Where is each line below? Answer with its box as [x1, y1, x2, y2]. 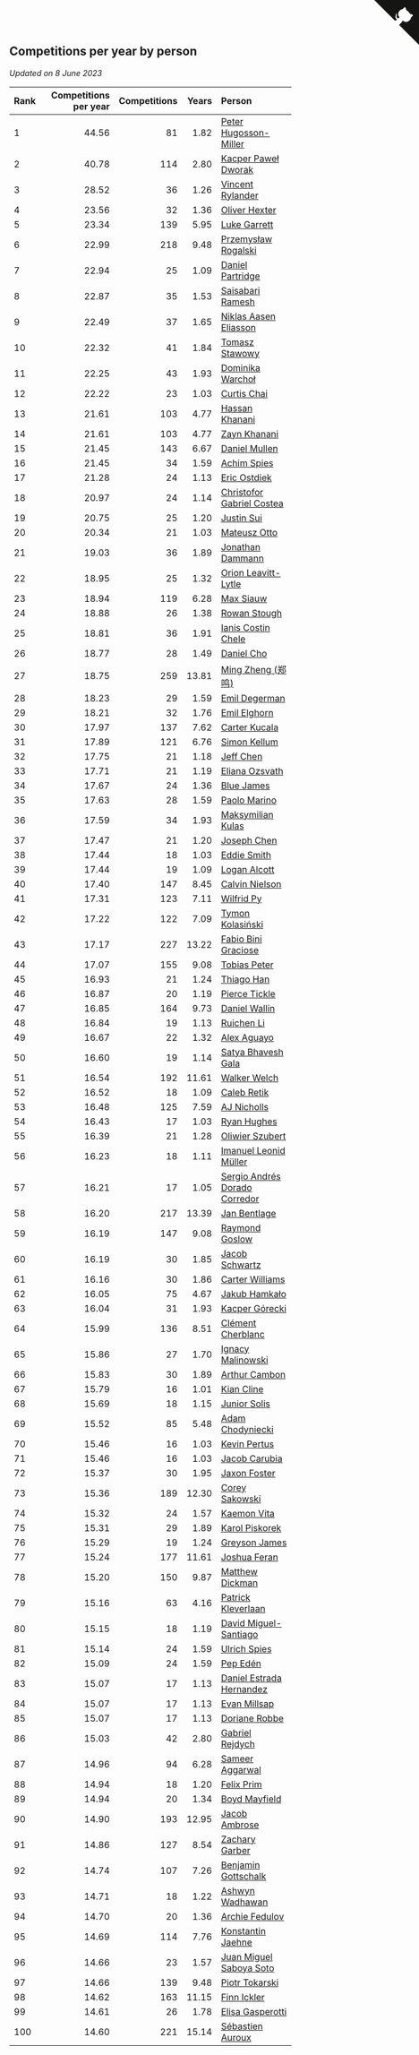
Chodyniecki [220, 1423, 275, 1435]
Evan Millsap [220, 1698, 275, 1710]
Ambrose [220, 1819, 260, 1831]
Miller [220, 137, 244, 150]
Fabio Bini [220, 933, 262, 945]
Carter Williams [220, 1273, 286, 1285]
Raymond [220, 1221, 261, 1234]
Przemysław [220, 233, 273, 245]
